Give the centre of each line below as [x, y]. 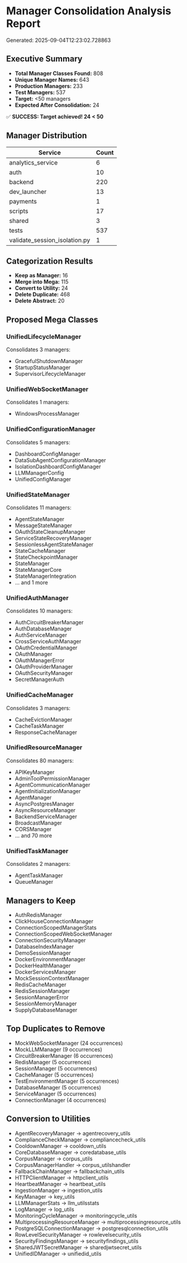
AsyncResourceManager [45, 810]
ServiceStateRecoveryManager [53, 538]
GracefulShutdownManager [49, 361]
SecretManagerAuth [39, 680]
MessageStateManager [43, 525]
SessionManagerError [42, 997]
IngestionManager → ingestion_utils [59, 1190]
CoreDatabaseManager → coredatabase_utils [71, 1152]
